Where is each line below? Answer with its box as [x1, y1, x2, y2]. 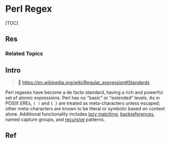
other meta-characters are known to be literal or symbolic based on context [5, 106, 165, 112]
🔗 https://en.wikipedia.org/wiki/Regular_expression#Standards [17, 80, 150, 86]
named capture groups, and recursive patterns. [5, 116, 105, 123]
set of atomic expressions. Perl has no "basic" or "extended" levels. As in [5, 95, 160, 101]
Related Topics [5, 50, 44, 57]
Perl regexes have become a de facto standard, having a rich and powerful [5, 89, 163, 96]
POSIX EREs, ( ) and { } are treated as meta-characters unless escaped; [5, 100, 160, 106]
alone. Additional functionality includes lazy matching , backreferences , [5, 111, 155, 117]
